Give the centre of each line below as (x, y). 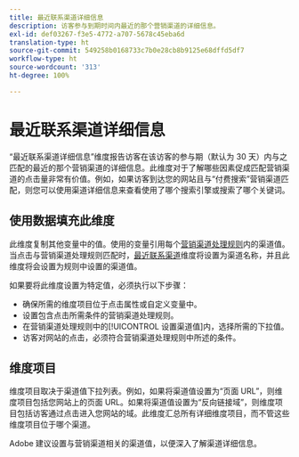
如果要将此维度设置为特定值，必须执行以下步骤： (99, 285)
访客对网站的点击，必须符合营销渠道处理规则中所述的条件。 (131, 337)
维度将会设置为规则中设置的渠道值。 (76, 266)
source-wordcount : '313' (55, 68)
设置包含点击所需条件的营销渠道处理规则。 (100, 315)
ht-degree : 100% (39, 76)
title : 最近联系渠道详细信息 (57, 17)
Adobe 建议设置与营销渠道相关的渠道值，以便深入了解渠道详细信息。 (136, 444)
